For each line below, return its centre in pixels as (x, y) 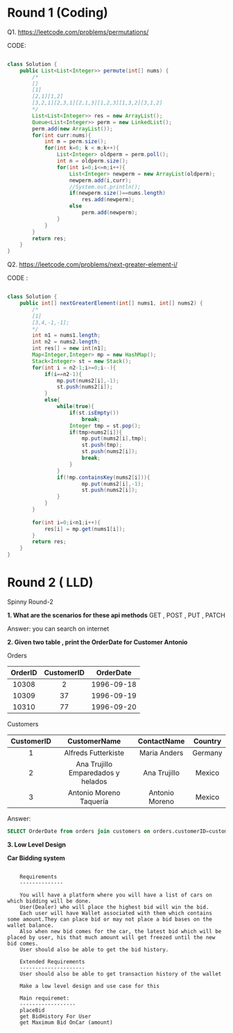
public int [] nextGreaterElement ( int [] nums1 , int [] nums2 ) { (111, 303)
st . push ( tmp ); (102, 445)
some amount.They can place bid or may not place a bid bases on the (110, 919)
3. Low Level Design (37, 844)
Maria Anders (162, 753)
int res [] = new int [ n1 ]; (70, 348)
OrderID (24, 673)
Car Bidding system (36, 857)
